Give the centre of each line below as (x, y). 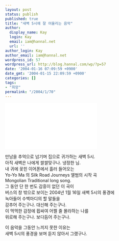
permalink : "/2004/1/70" (30, 92)
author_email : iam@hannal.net (36, 55)
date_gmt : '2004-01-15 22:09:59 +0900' (46, 74)
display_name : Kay (28, 32)
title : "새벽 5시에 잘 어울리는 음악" (39, 23)
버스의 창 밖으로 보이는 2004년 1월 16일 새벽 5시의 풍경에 (60, 192)
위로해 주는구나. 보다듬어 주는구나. (38, 217)
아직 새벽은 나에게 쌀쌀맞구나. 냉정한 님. (43, 163)
